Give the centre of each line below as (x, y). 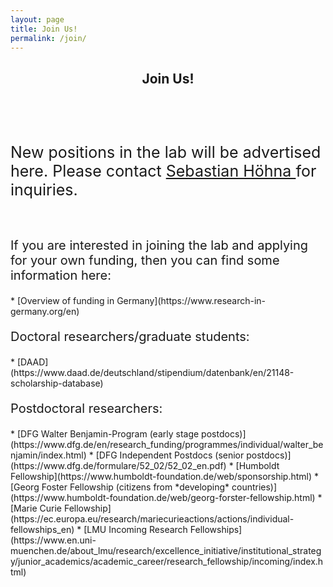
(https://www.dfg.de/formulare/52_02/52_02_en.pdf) (118, 466)
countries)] (254, 487)
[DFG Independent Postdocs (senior (170, 455)
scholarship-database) (57, 383)
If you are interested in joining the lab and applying (159, 245)
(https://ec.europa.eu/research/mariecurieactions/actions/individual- (152, 519)
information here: (61, 275)
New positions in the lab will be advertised (166, 152)
